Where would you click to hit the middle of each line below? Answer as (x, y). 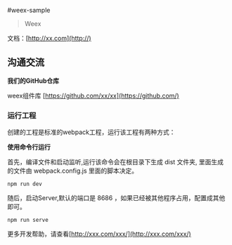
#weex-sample (29, 10)
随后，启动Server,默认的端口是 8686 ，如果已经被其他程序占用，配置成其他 (116, 198)
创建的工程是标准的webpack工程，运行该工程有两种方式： (91, 132)
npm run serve (28, 220)
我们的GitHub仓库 (33, 81)
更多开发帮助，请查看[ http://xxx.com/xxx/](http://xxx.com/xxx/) (99, 234)
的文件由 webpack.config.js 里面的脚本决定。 (73, 171)
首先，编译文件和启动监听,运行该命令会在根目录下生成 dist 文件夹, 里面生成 (115, 162)
